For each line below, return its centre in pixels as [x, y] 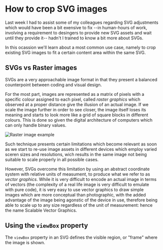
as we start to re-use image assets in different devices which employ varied [81, 149]
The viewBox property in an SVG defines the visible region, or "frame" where [81, 237]
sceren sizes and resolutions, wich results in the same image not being [76, 154]
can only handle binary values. [36, 125]
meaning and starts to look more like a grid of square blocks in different [77, 115]
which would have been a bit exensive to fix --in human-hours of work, [76, 27]
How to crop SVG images [56, 9]
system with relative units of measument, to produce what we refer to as [78, 174]
